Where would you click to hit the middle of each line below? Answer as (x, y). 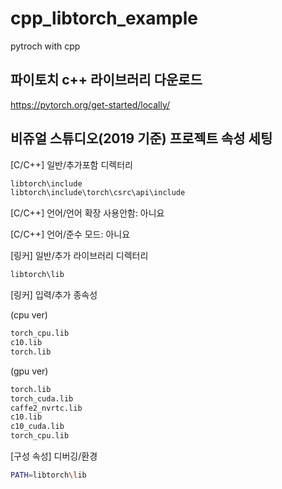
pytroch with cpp (45, 46)
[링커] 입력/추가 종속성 (54, 295)
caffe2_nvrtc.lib (46, 408)
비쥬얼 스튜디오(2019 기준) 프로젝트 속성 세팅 (141, 138)
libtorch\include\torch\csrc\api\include (98, 193)
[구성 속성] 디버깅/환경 (54, 456)
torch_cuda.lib (42, 398)
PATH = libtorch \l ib (48, 475)
